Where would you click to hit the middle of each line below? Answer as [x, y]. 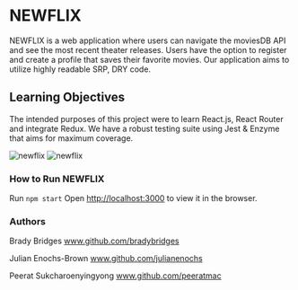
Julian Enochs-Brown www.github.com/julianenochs [106, 259]
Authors [28, 221]
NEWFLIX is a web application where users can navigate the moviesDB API [148, 40]
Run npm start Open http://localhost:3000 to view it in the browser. [133, 198]
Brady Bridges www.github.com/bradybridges [94, 241]
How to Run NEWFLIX [57, 179]
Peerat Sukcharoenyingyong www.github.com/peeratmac [115, 276]
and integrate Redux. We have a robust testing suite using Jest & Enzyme [145, 128]
